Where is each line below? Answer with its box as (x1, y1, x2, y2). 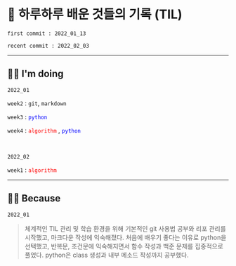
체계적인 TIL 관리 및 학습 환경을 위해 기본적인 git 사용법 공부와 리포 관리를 (24, 224, 226, 232)
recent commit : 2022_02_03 (7, 42, 90, 49)
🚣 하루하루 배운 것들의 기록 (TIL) (7, 6, 183, 22)
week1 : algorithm (7, 166, 58, 174)
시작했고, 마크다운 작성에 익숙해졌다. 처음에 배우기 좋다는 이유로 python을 (24, 233, 227, 241)
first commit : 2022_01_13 (7, 29, 86, 37)
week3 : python (7, 112, 48, 121)
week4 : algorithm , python (7, 126, 81, 134)
